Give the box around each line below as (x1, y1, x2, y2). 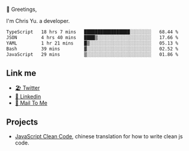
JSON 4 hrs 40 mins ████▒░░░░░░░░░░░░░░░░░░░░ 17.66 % (6, 34, 179, 40)
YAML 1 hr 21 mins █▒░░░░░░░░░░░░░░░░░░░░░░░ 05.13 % (6, 40, 179, 46)
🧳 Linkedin (14, 93, 41, 100)
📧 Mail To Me (14, 99, 48, 106)
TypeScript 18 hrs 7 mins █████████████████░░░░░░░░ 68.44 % (6, 29, 179, 35)
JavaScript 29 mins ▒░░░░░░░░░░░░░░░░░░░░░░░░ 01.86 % (6, 51, 179, 57)
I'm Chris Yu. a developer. (6, 17, 70, 24)
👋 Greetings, (6, 6, 37, 13)
